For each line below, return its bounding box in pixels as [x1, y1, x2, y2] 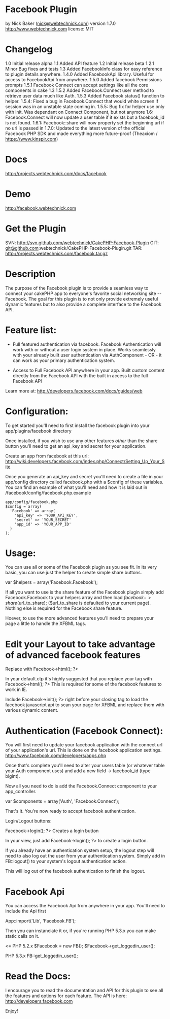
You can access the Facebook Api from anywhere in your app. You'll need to [5, 903, 165, 909]
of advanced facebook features [5, 649, 141, 661]
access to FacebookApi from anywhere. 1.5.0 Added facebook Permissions [5, 76, 162, 82]
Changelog [5, 44, 53, 55]
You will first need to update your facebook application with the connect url [5, 742, 163, 748]
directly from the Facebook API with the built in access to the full [12, 372, 148, 379]
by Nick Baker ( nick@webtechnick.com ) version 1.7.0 [5, 20, 116, 26]
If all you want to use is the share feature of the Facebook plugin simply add [5, 589, 164, 595]
